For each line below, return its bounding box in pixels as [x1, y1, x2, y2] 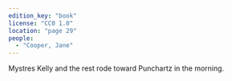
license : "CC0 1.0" [8, 19, 74, 27]
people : [8, 34, 35, 43]
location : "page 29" [8, 26, 78, 34]
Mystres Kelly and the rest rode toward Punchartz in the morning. [8, 63, 225, 73]
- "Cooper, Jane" [15, 42, 74, 50]
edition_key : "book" [8, 11, 78, 20]
